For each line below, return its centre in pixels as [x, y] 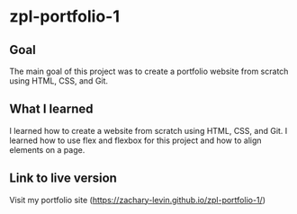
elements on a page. [47, 149]
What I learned [51, 109]
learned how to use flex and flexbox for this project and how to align [136, 140]
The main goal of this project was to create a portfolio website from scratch [149, 71]
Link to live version [63, 178]
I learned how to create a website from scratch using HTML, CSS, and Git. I [148, 130]
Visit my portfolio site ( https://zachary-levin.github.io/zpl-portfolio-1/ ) [137, 200]
